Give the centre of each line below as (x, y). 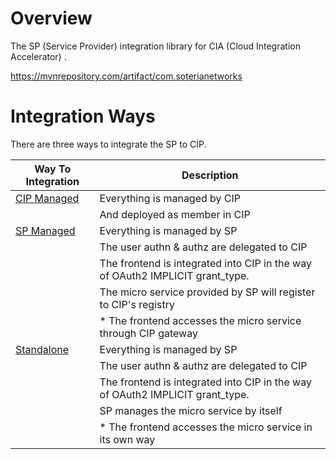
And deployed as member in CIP (175, 214)
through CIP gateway (148, 333)
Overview (51, 18)
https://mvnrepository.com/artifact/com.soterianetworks (126, 76)
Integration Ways (83, 116)
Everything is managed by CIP (170, 198)
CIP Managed (47, 198)
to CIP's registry (137, 304)
